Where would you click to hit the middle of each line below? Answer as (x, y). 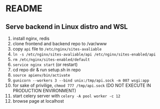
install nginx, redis (31, 38)
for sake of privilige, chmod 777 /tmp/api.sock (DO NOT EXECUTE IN (82, 85)
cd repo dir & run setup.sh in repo (47, 70)
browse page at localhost (38, 101)
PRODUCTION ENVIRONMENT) (44, 91)
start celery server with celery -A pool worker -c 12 (67, 96)
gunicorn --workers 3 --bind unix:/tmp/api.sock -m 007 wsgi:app (81, 81)
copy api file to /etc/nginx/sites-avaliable (57, 49)
